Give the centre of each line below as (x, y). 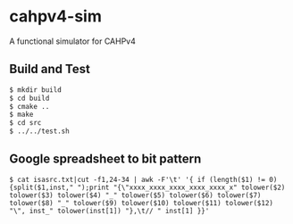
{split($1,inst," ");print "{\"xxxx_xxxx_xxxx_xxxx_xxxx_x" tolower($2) (147, 187)
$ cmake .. (29, 106)
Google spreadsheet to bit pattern (105, 159)
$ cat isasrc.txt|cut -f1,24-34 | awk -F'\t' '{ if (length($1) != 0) (143, 179)
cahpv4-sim (56, 17)
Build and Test (50, 69)
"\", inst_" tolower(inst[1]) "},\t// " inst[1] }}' (109, 211)
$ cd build (29, 98)
